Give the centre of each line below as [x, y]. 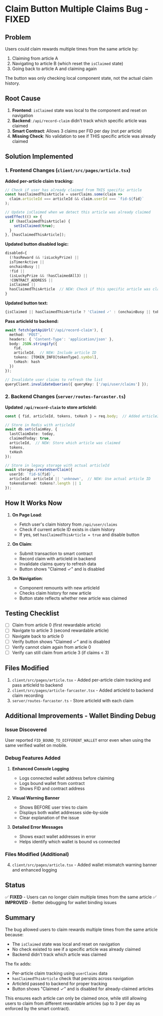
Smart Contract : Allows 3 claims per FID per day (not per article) [77, 131]
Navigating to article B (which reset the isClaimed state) [68, 63]
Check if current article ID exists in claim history [67, 529]
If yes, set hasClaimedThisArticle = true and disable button [79, 535]
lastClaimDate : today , [32, 434]
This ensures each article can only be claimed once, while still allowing [76, 998]
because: [14, 934]
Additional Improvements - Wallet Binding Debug [81, 716]
